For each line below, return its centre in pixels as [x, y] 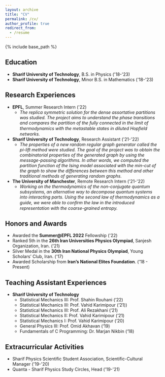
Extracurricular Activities [45, 347]
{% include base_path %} [31, 47]
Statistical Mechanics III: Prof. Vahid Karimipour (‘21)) [73, 305]
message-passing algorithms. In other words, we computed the [84, 160]
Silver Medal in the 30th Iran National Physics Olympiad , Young [78, 251]
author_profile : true [27, 24]
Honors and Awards [36, 224]
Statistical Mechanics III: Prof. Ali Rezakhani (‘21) [69, 310]
